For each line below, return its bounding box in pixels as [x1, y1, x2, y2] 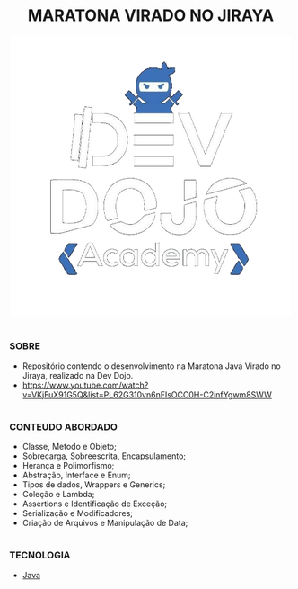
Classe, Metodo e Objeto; [22, 442, 117, 452]
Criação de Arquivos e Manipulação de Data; [22, 518, 188, 529]
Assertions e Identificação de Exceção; [22, 498, 168, 509]
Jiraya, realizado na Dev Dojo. [22, 370, 134, 380]
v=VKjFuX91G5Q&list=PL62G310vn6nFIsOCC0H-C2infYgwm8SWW [22, 388, 272, 400]
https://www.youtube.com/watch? [22, 379, 149, 390]
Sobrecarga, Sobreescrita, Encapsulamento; [22, 451, 187, 461]
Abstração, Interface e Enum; [22, 469, 132, 481]
